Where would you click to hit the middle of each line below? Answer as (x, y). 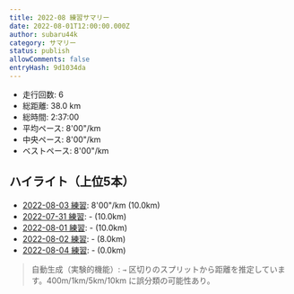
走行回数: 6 (43, 94)
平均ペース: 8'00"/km (61, 128)
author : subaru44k (43, 34)
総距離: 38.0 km (52, 105)
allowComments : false (50, 59)
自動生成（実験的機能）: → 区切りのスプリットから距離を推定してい (154, 269)
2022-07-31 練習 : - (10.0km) (74, 216)
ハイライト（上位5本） (72, 182)
